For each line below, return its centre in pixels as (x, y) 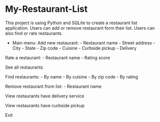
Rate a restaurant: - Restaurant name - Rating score (58, 57)
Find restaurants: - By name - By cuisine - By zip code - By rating (72, 77)
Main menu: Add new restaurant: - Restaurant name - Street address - (84, 42)
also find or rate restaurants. (34, 33)
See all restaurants (24, 67)
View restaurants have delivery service (45, 96)
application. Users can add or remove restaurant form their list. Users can (80, 28)
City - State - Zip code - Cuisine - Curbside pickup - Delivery (74, 48)
